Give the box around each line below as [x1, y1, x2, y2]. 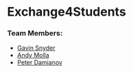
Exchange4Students [7, 4, 127, 20]
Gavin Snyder [16, 44, 56, 52]
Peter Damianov [16, 59, 63, 67]
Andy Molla [16, 51, 49, 59]
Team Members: [7, 29, 63, 38]
